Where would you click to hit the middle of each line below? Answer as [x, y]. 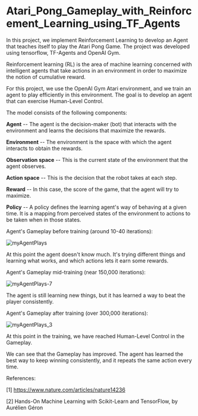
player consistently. [30, 301]
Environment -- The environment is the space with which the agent [89, 142]
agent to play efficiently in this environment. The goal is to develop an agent [99, 95]
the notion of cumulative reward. [46, 77]
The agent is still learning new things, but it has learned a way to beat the [96, 295]
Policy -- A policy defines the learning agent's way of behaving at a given [97, 207]
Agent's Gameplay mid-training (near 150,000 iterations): [76, 272]
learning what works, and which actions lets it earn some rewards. [87, 261]
